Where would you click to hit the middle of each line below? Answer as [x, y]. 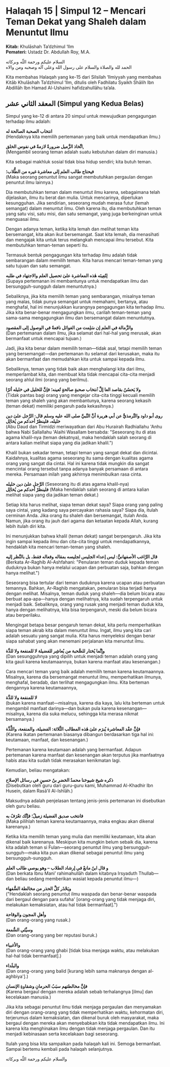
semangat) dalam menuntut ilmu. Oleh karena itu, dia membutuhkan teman [83, 208]
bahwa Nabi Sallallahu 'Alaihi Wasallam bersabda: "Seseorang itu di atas [81, 432]
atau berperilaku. [24, 615]
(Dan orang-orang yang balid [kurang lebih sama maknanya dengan [76, 971]
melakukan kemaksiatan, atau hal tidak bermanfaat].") [62, 905]
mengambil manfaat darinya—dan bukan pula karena [61, 708]
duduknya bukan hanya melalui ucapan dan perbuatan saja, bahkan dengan [85, 567]
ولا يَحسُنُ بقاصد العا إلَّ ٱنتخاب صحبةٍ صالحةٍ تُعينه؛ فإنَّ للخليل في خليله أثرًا [73, 389]
